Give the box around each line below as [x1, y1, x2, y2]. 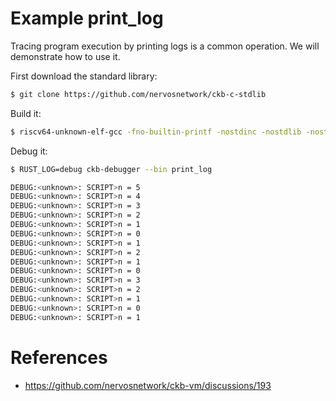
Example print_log [10, 7, 164, 30]
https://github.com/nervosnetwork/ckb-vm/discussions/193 [24, 379, 272, 391]
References [10, 346, 108, 369]
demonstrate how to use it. [10, 50, 121, 62]
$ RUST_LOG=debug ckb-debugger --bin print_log [10, 164, 213, 174]
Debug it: [10, 145, 48, 157]
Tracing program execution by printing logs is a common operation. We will [10, 40, 320, 52]
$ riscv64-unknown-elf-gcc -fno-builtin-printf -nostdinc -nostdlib [10, 127, 302, 137]
